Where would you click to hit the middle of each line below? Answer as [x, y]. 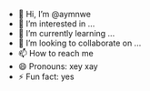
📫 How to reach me [55, 53]
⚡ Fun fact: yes [46, 76]
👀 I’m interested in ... [56, 24]
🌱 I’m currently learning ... [66, 33]
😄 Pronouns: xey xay [58, 66]
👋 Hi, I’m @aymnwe [54, 14]
